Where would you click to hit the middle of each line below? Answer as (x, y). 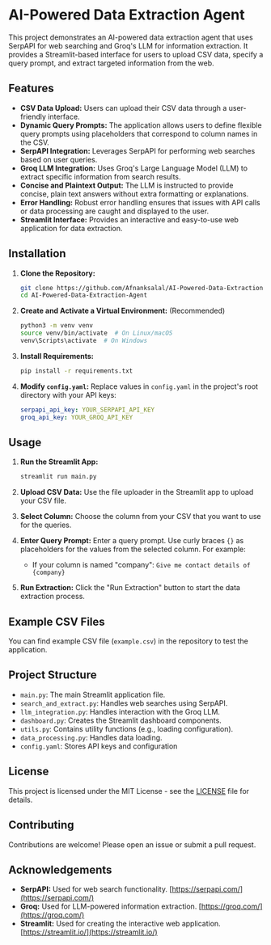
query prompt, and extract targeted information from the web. (111, 63)
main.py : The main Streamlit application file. (93, 694)
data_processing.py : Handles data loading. (91, 737)
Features (31, 89)
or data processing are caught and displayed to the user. (114, 211)
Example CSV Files (57, 621)
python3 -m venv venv (57, 326)
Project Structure (53, 675)
